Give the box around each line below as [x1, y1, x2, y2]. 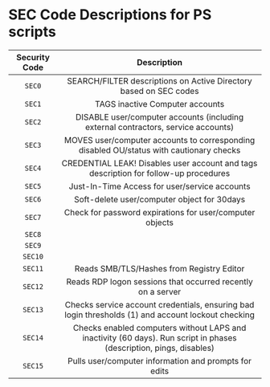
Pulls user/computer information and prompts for [67, 355, 252, 366]
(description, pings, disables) [104, 342, 215, 353]
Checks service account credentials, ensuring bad [64, 299, 255, 310]
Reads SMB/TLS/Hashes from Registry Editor [74, 263, 245, 274]
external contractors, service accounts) [85, 121, 235, 132]
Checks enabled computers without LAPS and [72, 322, 247, 333]
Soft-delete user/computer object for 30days [73, 193, 246, 205]
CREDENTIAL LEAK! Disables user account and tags [61, 157, 258, 169]
